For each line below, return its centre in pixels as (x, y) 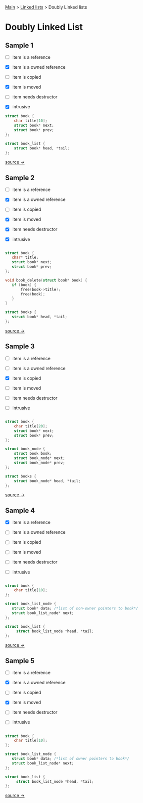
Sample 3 (20, 347)
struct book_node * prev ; (40, 463)
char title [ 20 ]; (31, 426)
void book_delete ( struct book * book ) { (46, 280)
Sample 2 (20, 178)
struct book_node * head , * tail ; (47, 481)
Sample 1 (19, 45)
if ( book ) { (24, 285)
